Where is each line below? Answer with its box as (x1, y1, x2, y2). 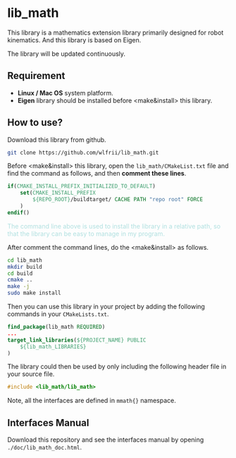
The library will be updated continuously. (7, 49, 125, 58)
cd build (7, 270, 33, 277)
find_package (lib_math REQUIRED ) (7, 323, 106, 331)
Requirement (7, 70, 66, 82)
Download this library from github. (7, 135, 107, 144)
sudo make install (7, 289, 61, 297)
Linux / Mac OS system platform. (17, 88, 114, 97)
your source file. (7, 370, 55, 378)
